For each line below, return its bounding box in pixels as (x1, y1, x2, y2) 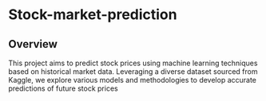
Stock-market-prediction (8, 6, 177, 24)
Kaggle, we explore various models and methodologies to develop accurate (8, 76, 257, 84)
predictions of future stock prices (8, 84, 118, 93)
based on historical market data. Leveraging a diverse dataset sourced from (8, 67, 258, 76)
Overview (8, 37, 58, 51)
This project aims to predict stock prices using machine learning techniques (8, 58, 258, 68)
